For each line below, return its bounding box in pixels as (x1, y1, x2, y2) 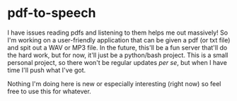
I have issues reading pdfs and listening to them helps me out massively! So (7, 28, 229, 37)
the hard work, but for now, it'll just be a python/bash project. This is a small (7, 51, 229, 59)
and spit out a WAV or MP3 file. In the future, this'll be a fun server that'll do (7, 43, 228, 52)
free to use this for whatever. (7, 87, 92, 95)
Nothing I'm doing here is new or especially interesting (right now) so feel (7, 79, 221, 88)
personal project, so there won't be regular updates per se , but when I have (7, 58, 228, 66)
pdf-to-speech (7, 5, 96, 21)
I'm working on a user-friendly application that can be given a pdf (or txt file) (7, 35, 231, 44)
